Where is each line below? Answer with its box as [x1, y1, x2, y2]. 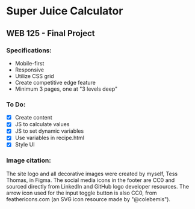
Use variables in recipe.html [14, 134, 84, 142]
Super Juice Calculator [6, 4, 123, 18]
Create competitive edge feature [14, 79, 96, 86]
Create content [14, 114, 52, 121]
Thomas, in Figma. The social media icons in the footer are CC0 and [6, 176, 175, 184]
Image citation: [6, 156, 51, 165]
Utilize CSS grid [14, 72, 54, 79]
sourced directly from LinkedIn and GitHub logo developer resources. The [6, 183, 190, 190]
